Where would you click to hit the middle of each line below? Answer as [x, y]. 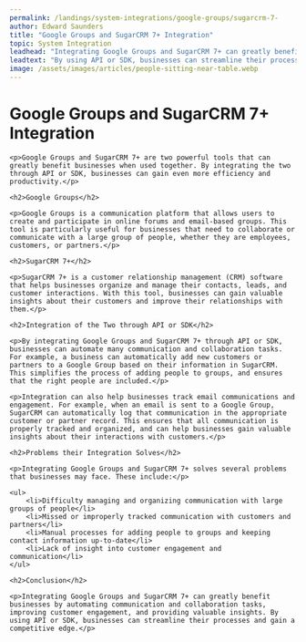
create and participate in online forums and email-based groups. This [148, 221]
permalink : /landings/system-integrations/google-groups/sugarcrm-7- [144, 18]
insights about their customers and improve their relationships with [146, 301]
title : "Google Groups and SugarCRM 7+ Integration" [112, 35]
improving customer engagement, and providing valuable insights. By [144, 612]
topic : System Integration [61, 43]
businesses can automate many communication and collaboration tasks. [146, 349]
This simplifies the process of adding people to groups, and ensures [146, 373]
